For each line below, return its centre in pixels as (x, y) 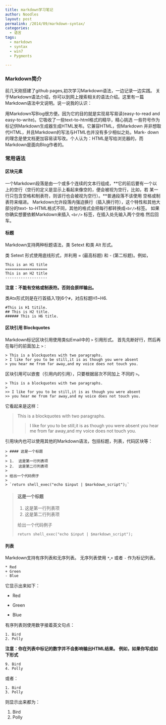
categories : (17, 28)
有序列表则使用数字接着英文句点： (40, 625)
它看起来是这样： (23, 406)
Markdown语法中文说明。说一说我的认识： (49, 103)
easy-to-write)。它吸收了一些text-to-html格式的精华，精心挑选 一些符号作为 (83, 120)
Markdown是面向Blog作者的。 (36, 144)
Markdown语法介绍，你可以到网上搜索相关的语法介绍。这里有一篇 (77, 97)
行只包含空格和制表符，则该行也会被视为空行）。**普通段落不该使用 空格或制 (83, 196)
